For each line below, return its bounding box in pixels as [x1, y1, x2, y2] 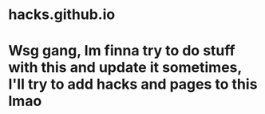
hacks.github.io [8, 6, 116, 24]
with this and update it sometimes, [8, 59, 242, 77]
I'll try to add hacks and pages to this [8, 75, 258, 93]
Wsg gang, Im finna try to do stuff [8, 42, 235, 60]
